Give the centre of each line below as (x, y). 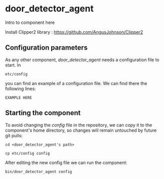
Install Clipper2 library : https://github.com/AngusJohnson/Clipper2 (74, 32)
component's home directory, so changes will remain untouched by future (81, 130)
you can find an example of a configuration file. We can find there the (76, 83)
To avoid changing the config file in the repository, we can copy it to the (79, 125)
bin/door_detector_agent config (39, 172)
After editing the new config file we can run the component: (66, 163)
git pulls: (14, 135)
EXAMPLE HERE (19, 97)
